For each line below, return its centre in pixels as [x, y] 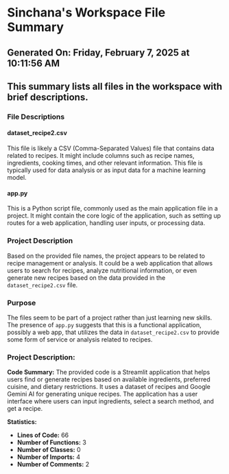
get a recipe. [25, 409]
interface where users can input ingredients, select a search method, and [111, 401]
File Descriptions [36, 117]
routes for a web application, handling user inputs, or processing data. [106, 223]
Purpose [22, 303]
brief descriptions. [48, 97]
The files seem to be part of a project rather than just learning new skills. [110, 318]
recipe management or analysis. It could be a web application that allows [110, 263]
